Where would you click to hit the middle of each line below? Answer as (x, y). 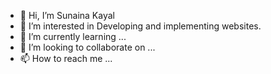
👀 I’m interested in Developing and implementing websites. (140, 26)
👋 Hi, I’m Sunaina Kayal (67, 15)
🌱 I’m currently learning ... (73, 36)
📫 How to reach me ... (66, 58)
